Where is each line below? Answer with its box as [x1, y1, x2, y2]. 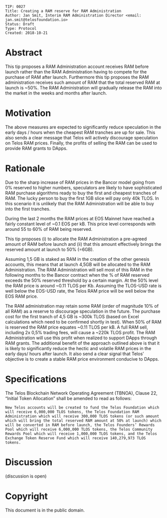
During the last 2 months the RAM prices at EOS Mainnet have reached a [5, 215, 155, 221]
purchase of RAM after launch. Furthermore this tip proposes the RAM [5, 74, 149, 80]
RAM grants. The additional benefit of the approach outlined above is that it [5, 340, 160, 346]
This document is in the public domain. [5, 507, 85, 513]
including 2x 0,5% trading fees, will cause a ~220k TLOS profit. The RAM [5, 329, 156, 335]
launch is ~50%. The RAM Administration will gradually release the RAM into [5, 84, 162, 90]
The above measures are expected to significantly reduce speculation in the [5, 124, 162, 130]
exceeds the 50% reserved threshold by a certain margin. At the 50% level [5, 277, 159, 283]
